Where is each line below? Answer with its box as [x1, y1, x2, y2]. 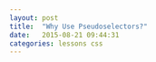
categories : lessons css [9, 38, 103, 48]
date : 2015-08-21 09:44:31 [9, 30, 120, 39]
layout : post [9, 13, 59, 23]
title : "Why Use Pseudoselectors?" [9, 22, 148, 31]
